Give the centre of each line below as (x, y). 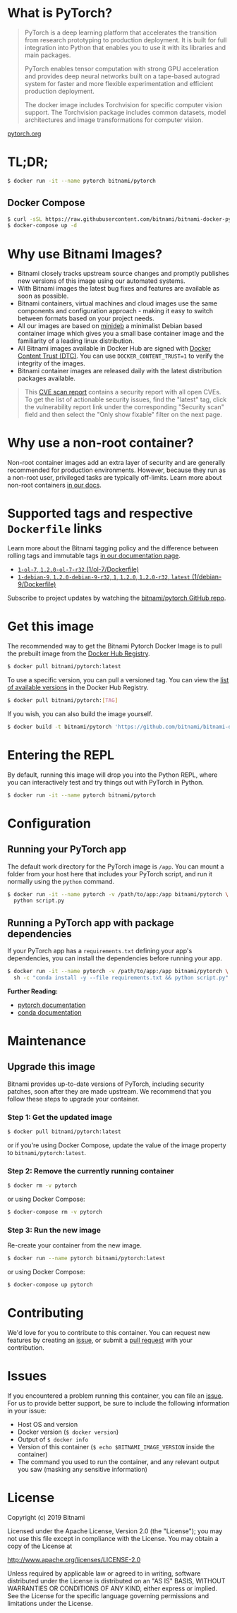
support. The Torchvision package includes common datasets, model (125, 112)
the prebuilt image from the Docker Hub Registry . (79, 653)
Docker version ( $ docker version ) (68, 1432)
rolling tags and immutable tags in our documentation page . (94, 556)
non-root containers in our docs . (55, 485)
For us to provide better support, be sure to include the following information (119, 1403)
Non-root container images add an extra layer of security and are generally (116, 463)
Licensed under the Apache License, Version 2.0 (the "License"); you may (115, 1531)
